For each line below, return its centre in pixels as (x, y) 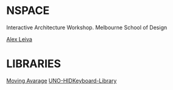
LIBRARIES (34, 64)
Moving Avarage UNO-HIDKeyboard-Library (62, 80)
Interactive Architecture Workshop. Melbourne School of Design (87, 27)
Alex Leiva (19, 39)
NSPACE (28, 11)
